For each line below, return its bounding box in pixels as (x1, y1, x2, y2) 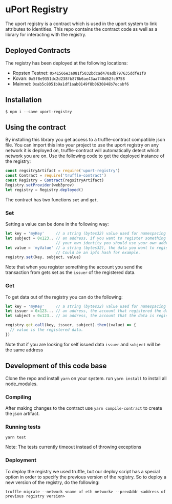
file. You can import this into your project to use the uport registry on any (5, 142, 159, 148)
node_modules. (5, 381, 38, 387)
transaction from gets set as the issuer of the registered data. (5, 269, 136, 276)
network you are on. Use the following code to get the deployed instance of (5, 153, 165, 159)
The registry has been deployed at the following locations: (5, 60, 128, 66)
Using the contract (5, 123, 66, 132)
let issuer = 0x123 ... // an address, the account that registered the (5, 308, 161, 313)
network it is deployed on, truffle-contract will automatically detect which (5, 148, 160, 154)
